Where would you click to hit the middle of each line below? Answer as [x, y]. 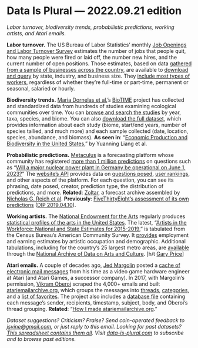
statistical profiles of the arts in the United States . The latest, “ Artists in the [97, 222]
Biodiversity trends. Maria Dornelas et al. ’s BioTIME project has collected [95, 100]
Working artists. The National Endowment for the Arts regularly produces [96, 216]
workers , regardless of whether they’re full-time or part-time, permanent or [98, 82]
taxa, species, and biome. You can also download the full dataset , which [94, 118]
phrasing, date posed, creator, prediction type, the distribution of [85, 186]
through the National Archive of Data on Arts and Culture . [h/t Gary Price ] [95, 253]
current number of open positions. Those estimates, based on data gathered [99, 63]
